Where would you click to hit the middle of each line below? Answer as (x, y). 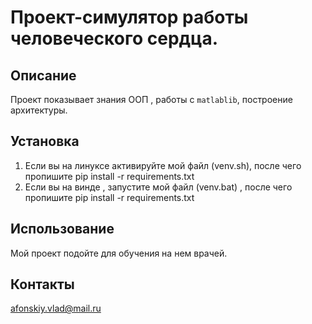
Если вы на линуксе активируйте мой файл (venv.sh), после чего (163, 165)
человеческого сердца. (114, 38)
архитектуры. (39, 110)
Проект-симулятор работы (129, 17)
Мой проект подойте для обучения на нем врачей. (119, 253)
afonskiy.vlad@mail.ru (56, 308)
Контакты (42, 284)
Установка (45, 141)
